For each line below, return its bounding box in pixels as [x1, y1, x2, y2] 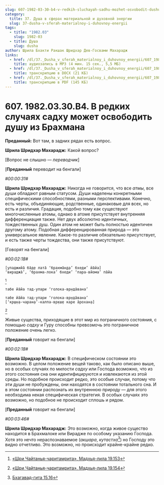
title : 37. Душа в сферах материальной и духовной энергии [9, 16, 132, 21]
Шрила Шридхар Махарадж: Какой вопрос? [5, 147, 99, 153]
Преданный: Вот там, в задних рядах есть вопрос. [5, 138, 112, 144]
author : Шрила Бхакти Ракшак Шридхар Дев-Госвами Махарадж [5, 48, 128, 53]
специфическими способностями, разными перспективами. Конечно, [5, 195, 152, 201]
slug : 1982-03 [14, 35, 42, 40]
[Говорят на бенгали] [5, 246, 49, 252]
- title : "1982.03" [9, 30, 49, 35]
